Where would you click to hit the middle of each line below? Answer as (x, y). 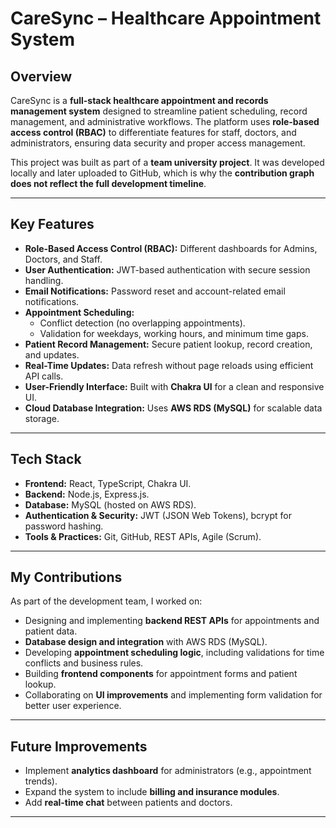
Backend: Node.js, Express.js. (87, 494)
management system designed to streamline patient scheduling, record (159, 111)
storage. (42, 418)
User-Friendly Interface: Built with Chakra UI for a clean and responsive (174, 386)
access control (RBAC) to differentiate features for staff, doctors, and (153, 132)
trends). (41, 781)
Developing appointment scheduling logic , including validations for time (174, 653)
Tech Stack (46, 459)
